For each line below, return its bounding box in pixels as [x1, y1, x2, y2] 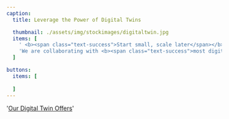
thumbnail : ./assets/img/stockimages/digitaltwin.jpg [12, 29, 169, 36]
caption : [6, 10, 31, 17]
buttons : [6, 66, 31, 73]
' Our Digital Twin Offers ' [6, 104, 75, 113]
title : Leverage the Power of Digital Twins [12, 16, 142, 23]
